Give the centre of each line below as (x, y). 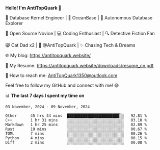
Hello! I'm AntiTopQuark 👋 (33, 8)
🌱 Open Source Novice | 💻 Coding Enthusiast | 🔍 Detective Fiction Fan (80, 33)
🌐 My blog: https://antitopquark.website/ (48, 55)
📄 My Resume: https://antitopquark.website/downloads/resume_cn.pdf (79, 66)
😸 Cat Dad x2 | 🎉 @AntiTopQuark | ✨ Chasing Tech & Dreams (70, 45)
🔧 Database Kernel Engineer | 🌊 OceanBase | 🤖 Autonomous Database (79, 18)
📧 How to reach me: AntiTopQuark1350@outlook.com (61, 76)
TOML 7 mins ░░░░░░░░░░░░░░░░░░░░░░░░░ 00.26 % (76, 134)
